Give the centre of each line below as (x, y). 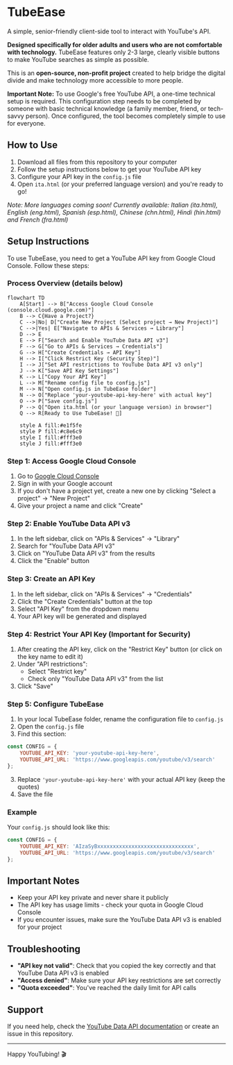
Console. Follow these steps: (49, 265)
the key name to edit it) (50, 657)
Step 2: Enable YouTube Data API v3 (69, 523)
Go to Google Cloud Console (58, 476)
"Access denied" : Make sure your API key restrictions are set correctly (119, 980)
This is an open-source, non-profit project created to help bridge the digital (116, 73)
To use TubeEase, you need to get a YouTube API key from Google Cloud (111, 258)
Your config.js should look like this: (59, 828)
